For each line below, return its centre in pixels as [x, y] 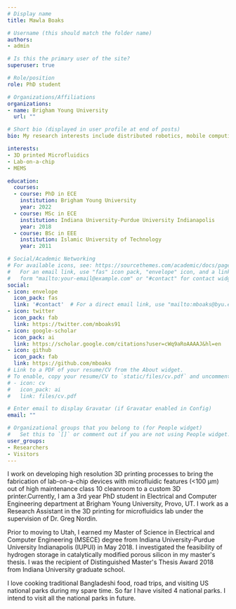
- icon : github [29, 351]
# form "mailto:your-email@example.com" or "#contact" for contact [111, 278]
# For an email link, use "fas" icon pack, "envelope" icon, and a [111, 272]
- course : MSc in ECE [45, 214]
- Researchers [28, 447]
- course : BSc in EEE [45, 233]
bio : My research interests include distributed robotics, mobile [106, 136]
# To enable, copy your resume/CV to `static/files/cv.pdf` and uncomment [119, 376]
